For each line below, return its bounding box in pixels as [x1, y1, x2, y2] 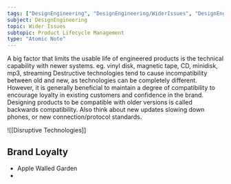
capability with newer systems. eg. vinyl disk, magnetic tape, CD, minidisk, [7, 62, 218, 70]
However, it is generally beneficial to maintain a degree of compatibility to [7, 84, 215, 92]
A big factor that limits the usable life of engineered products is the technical [7, 54, 224, 62]
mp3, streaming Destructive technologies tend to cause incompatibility [7, 69, 208, 78]
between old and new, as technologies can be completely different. [7, 76, 197, 84]
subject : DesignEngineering [7, 16, 88, 23]
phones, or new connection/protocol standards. [7, 113, 142, 121]
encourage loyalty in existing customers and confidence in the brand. [7, 91, 204, 100]
